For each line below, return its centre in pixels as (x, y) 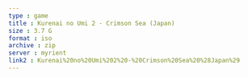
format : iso (30, 38)
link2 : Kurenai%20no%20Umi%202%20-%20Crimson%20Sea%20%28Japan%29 (124, 61)
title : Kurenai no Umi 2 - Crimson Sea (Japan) (92, 23)
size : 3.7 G (30, 30)
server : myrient (38, 53)
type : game (28, 16)
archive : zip (32, 46)
